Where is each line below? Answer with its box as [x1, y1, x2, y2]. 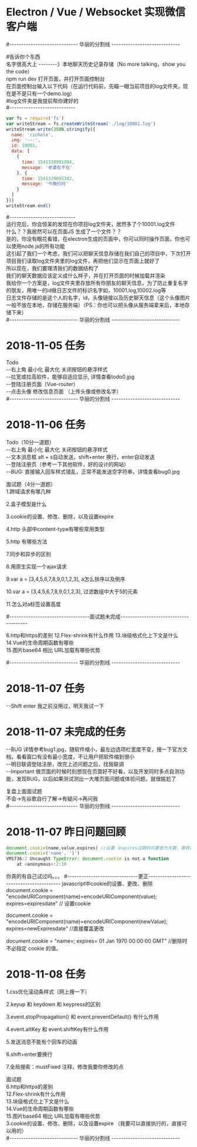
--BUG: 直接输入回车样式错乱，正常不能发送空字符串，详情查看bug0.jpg [6, 468, 180, 475]
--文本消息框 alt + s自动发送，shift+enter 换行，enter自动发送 [6, 453, 155, 460]
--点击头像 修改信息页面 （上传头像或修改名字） [6, 388, 122, 395]
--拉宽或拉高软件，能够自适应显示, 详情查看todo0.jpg [6, 373, 135, 380]
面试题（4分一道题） [6, 480, 56, 487]
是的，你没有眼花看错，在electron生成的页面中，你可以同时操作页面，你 [6, 235, 180, 242]
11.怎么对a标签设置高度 [6, 600, 62, 607]
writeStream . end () [6, 202, 51, 209]
